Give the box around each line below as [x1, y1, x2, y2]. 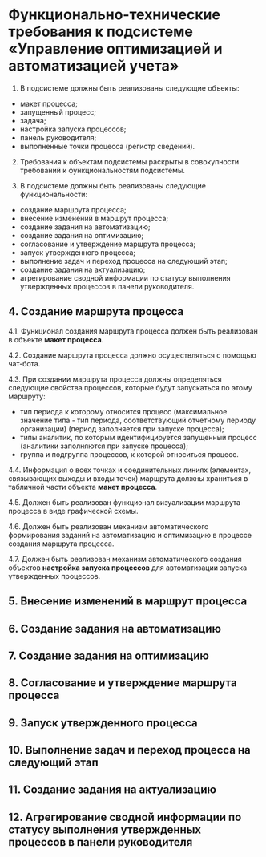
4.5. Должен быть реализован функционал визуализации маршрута [8, 497, 241, 507]
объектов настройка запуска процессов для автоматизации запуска [8, 563, 248, 572]
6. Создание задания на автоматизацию [8, 621, 222, 635]
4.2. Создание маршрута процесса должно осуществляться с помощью [8, 350, 256, 360]
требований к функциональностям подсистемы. [19, 165, 186, 175]
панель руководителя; [19, 132, 97, 142]
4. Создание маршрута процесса [8, 305, 184, 318]
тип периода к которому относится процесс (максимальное [19, 406, 228, 416]
